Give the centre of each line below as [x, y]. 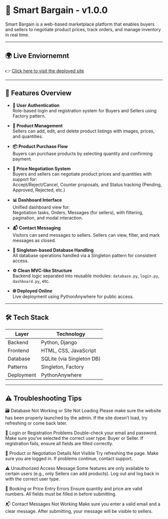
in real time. [17, 35]
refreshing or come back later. [36, 423]
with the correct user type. [32, 479]
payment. [22, 159]
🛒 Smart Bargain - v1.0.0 [56, 10]
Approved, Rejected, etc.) [39, 190]
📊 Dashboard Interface [37, 200]
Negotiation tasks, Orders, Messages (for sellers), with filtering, [78, 212]
